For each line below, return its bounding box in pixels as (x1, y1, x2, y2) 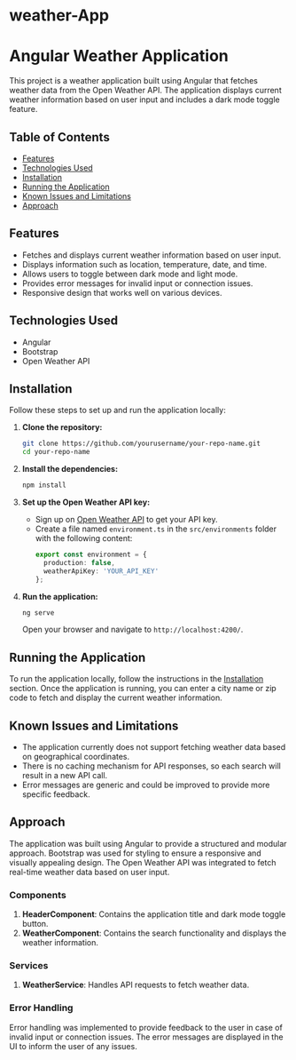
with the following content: (35, 533, 133, 543)
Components (9, 889, 66, 901)
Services (9, 960, 49, 972)
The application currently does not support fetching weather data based (21, 742, 286, 752)
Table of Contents (9, 130, 111, 145)
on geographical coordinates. (21, 752, 130, 761)
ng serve (21, 608, 55, 618)
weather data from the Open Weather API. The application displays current (9, 85, 282, 96)
